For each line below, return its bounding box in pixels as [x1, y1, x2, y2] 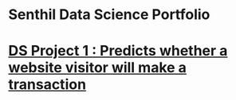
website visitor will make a [8, 59, 187, 77]
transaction [8, 75, 86, 94]
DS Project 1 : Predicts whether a [8, 42, 228, 60]
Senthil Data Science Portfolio [8, 6, 210, 24]
